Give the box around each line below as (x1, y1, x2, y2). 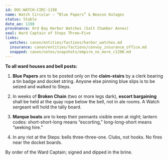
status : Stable (5, 17, 37, 22)
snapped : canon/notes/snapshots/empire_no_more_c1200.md (10, 49, 131, 54)
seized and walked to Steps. (12, 83, 71, 89)
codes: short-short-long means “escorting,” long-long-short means (12, 119, 152, 125)
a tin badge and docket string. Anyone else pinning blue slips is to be (12, 78, 155, 84)
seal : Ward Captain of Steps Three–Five (5, 31, 91, 36)
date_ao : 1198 (5, 21, 35, 27)
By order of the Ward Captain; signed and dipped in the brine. (5, 149, 133, 155)
